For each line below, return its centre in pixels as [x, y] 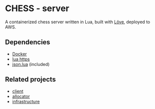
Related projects [30, 80]
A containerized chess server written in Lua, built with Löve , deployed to [77, 22]
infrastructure [26, 101]
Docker [19, 54]
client [18, 91]
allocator [21, 96]
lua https [21, 59]
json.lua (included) [31, 64]
